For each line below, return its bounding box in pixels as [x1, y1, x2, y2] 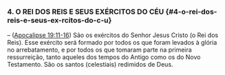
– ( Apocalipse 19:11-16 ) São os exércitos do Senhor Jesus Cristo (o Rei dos [7, 31, 219, 39]
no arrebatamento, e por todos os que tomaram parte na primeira [7, 45, 193, 54]
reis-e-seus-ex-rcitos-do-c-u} [7, 15, 112, 25]
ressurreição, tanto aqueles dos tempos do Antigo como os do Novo [7, 53, 201, 61]
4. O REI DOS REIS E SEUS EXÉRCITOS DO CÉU [7, 7, 164, 17]
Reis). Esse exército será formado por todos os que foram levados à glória [7, 39, 217, 47]
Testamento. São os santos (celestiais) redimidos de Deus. [7, 61, 173, 69]
